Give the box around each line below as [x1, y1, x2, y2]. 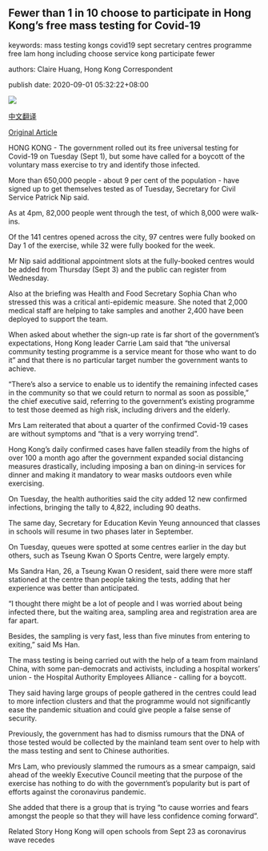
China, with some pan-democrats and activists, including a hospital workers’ [8, 663, 260, 673]
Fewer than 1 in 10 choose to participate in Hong [8, 6, 252, 20]
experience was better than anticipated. [8, 583, 140, 592]
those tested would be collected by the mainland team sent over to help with [8, 737, 260, 747]
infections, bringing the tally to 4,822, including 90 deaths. [8, 502, 202, 512]
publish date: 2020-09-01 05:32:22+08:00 [8, 79, 150, 89]
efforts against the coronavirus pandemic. [8, 787, 146, 797]
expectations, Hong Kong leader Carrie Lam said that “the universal [8, 338, 230, 348]
